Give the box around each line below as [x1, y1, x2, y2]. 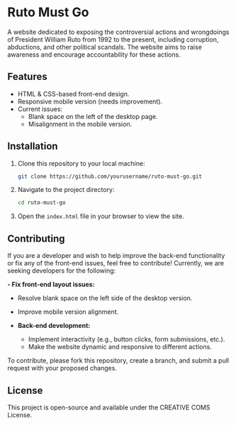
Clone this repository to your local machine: [17, 159, 145, 167]
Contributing [7, 232, 65, 244]
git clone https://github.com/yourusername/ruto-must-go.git [17, 173, 203, 180]
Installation [7, 140, 58, 152]
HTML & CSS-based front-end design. [17, 89, 130, 98]
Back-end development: [17, 322, 91, 330]
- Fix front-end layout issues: [7, 280, 95, 289]
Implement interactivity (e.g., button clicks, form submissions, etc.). [28, 335, 225, 344]
